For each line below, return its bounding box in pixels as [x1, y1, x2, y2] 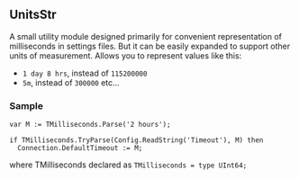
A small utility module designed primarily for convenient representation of [9, 31, 282, 41]
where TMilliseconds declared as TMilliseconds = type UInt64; [9, 159, 248, 170]
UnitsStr [9, 7, 57, 22]
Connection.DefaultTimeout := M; [17, 144, 143, 153]
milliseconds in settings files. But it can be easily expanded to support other [9, 40, 291, 51]
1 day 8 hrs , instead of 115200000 [22, 67, 148, 78]
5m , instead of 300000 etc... [22, 76, 120, 88]
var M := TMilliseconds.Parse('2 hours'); [9, 121, 171, 130]
